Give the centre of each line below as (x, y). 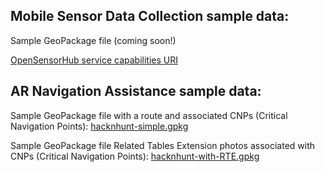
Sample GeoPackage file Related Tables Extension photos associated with (163, 145)
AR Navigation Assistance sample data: (136, 91)
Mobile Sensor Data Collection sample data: (150, 16)
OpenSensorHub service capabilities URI (94, 60)
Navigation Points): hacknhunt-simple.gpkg (99, 126)
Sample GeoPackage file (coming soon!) (93, 40)
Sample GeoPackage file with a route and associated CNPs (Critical (149, 115)
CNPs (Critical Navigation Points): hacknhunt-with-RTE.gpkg (135, 156)
